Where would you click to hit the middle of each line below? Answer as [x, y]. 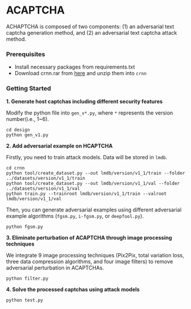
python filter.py [27, 278]
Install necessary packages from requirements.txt [75, 67]
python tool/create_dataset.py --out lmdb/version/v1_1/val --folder [93, 183]
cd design [18, 130]
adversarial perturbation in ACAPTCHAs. [55, 267]
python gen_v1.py [27, 135]
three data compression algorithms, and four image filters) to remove [90, 261]
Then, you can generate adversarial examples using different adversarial [94, 210]
